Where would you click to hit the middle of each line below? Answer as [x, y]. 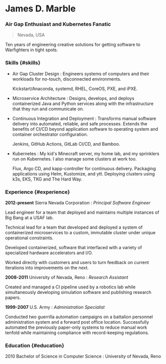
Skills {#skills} [23, 63]
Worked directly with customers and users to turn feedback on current [77, 263]
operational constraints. [29, 238]
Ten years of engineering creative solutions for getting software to [73, 45]
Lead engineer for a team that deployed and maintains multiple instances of [82, 212]
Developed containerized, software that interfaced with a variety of [74, 248]
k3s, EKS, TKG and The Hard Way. [47, 179]
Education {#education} [35, 345]
